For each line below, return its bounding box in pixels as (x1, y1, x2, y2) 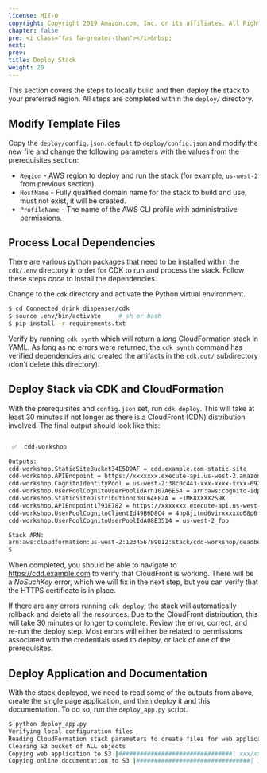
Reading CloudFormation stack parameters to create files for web (8, 735, 233, 743)
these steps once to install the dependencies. (8, 274, 157, 284)
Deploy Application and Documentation (8, 666, 208, 680)
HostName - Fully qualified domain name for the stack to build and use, (19, 187, 248, 197)
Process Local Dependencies (8, 236, 156, 249)
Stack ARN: (8, 531, 44, 539)
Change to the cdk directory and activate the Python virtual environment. (8, 289, 246, 299)
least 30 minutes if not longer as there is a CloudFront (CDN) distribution (8, 412, 246, 422)
